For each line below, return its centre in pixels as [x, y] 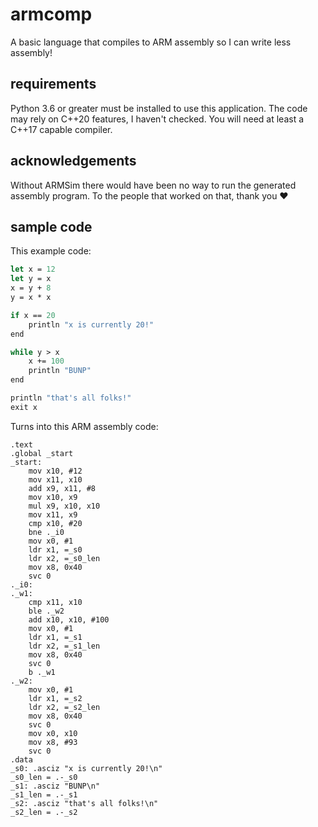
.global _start [42, 453]
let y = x [31, 279]
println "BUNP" [60, 371]
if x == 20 [33, 315]
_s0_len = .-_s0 [44, 777]
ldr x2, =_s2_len [64, 707]
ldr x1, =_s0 [55, 549]
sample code [51, 226]
